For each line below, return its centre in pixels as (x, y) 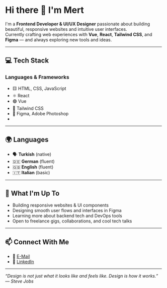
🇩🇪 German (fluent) (33, 161)
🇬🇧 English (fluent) (33, 167)
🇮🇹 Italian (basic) (31, 173)
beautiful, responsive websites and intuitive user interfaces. (66, 29)
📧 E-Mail (21, 256)
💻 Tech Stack (27, 61)
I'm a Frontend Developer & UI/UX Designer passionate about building (78, 24)
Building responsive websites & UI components (60, 205)
